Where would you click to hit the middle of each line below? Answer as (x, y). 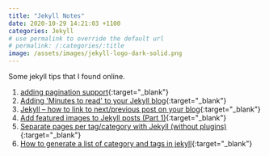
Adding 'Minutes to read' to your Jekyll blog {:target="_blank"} (123, 101)
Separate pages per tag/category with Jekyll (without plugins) (123, 126)
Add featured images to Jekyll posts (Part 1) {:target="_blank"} (123, 118)
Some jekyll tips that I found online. (67, 76)
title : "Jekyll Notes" (46, 16)
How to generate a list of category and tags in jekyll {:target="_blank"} (136, 143)
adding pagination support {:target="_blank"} (95, 92)
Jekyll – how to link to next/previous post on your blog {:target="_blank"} (140, 109)
